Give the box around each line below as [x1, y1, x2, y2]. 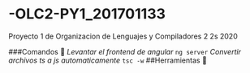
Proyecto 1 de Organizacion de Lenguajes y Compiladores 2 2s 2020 [8, 31, 238, 41]
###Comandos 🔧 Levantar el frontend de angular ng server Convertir [8, 47, 242, 56]
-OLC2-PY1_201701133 [8, 5, 166, 23]
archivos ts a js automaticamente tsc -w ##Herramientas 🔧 [8, 55, 207, 65]
